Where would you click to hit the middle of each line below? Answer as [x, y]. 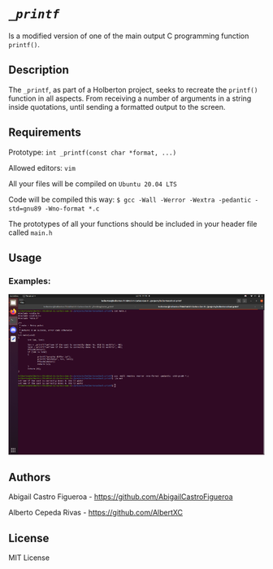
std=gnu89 [25, 208]
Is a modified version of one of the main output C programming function [129, 36]
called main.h [30, 232]
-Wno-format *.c [72, 208]
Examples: [30, 280]
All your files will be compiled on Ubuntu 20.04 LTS [93, 184]
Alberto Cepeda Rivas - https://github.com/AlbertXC [96, 513]
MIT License [29, 558]
